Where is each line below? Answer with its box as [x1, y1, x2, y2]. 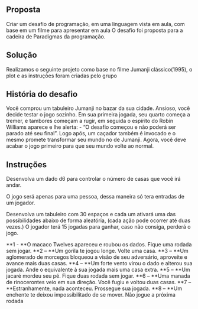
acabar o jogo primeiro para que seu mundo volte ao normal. [6, 142, 154, 149]
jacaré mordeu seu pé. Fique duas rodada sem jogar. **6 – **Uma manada [6, 272, 190, 279]
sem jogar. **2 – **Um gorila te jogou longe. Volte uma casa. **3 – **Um [6, 248, 189, 255]
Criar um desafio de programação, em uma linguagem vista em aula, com [6, 20, 185, 27]
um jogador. [6, 199, 35, 206]
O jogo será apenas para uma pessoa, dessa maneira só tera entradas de [6, 193, 185, 200]
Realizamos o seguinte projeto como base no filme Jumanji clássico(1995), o [6, 66, 193, 73]
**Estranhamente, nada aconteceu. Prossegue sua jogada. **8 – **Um [6, 285, 183, 292]
